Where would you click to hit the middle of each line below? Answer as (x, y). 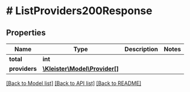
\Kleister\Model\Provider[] (81, 69)
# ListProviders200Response (79, 11)
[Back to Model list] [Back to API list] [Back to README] (74, 83)
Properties (26, 33)
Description (141, 49)
